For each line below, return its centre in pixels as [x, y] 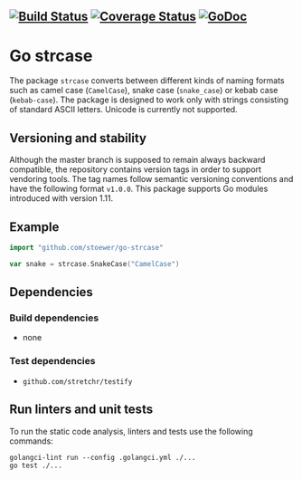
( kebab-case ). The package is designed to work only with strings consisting [149, 100]
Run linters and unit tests [81, 410]
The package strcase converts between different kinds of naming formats [147, 81]
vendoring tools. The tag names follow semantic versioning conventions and [151, 179]
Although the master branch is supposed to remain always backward [137, 160]
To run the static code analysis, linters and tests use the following [131, 431]
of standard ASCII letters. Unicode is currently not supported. [123, 110]
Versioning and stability [78, 138]
